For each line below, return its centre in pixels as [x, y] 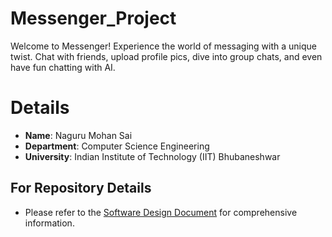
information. [49, 223]
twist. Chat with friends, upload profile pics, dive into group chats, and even [166, 56]
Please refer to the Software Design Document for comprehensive [161, 212]
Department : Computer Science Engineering [117, 146]
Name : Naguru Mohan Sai [78, 135]
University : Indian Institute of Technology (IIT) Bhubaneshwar [152, 156]
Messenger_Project [93, 18]
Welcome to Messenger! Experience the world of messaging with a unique [163, 46]
